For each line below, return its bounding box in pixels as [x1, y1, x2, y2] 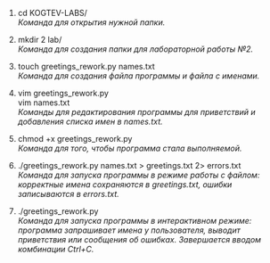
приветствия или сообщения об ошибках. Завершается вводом [17, 234, 261, 244]
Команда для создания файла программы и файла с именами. [17, 70, 260, 81]
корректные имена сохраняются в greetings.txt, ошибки [17, 179, 233, 190]
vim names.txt [17, 97, 70, 108]
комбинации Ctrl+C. [17, 244, 94, 254]
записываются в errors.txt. [17, 189, 120, 199]
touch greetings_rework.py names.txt [17, 62, 156, 71]
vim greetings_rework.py [17, 88, 110, 98]
